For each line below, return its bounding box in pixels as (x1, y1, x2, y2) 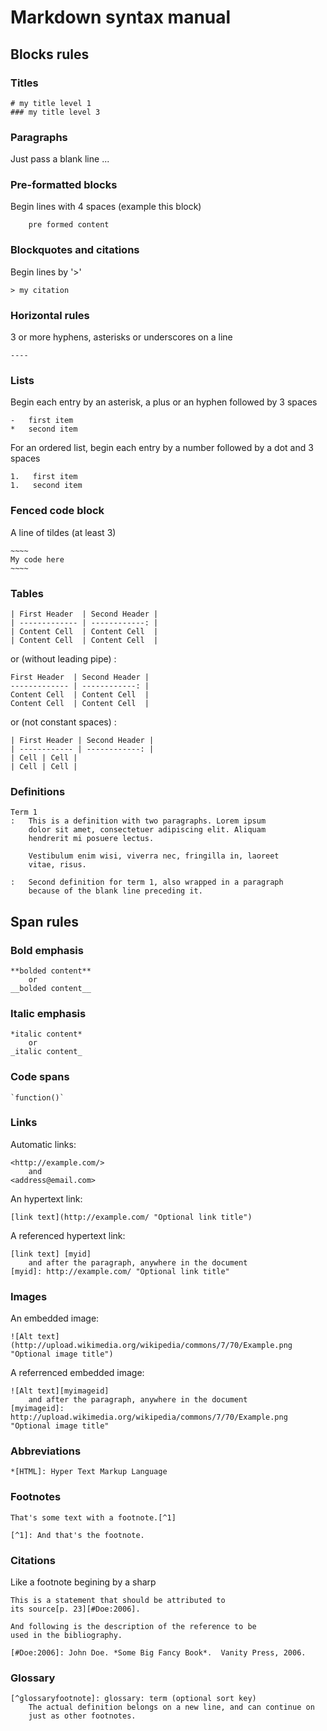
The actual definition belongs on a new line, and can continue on (28, 1702, 315, 1713)
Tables (10, 586, 44, 600)
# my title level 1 (10, 98, 92, 108)
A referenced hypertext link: (10, 1229, 126, 1241)
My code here (10, 554, 65, 565)
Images (10, 1289, 48, 1303)
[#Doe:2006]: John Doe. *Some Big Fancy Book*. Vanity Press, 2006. (10, 1648, 307, 1658)
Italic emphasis (10, 1006, 87, 1020)
